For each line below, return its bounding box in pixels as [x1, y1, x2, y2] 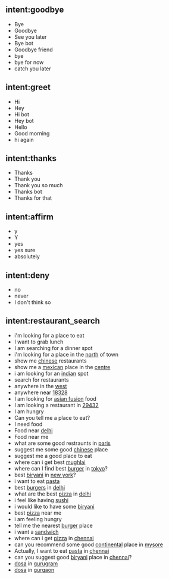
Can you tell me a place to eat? [14, 414, 90, 421]
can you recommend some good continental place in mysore [14, 541, 163, 548]
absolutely [14, 253, 40, 260]
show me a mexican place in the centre [14, 363, 111, 370]
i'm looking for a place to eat [14, 332, 84, 339]
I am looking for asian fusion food [14, 395, 96, 402]
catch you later [14, 65, 51, 72]
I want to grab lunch [14, 338, 64, 345]
